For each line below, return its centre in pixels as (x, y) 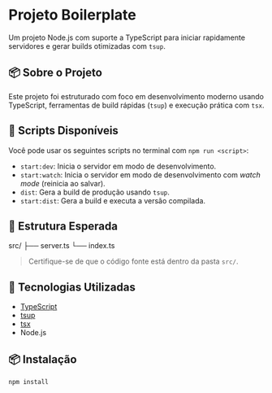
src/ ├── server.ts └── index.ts (62, 246)
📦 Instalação (43, 359)
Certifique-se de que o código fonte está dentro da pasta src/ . (133, 261)
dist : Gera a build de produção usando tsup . (95, 192)
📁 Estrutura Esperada (63, 226)
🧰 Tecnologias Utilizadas (72, 287)
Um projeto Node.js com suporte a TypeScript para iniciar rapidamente (127, 37)
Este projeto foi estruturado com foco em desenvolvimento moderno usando (136, 96)
